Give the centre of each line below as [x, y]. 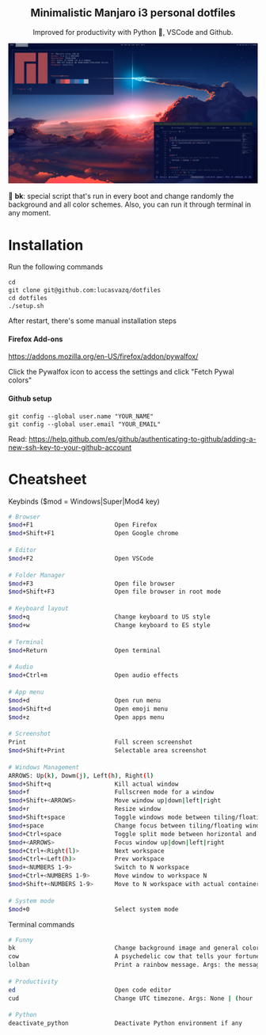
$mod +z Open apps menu [86, 717]
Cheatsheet [47, 479]
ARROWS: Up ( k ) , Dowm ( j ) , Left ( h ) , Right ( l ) [81, 775]
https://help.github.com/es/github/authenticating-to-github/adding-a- [142, 439]
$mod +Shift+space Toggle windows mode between [110, 818]
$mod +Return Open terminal [84, 650]
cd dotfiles [28, 299]
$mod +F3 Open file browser [92, 584]
